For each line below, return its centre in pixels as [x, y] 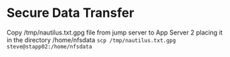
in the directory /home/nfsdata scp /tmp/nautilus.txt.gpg [91, 39]
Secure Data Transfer [71, 13]
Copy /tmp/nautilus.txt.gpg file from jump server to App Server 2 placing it [115, 32]
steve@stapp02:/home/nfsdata [49, 46]
